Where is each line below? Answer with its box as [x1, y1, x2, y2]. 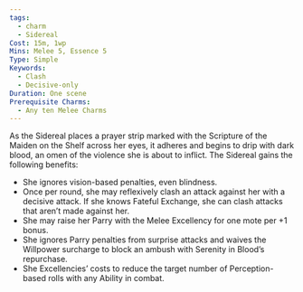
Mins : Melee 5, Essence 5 [9, 47, 107, 56]
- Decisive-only [17, 80, 79, 89]
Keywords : [9, 64, 47, 73]
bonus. [22, 225, 49, 236]
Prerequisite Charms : [9, 97, 91, 107]
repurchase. [22, 254, 68, 265]
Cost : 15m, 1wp [9, 38, 67, 48]
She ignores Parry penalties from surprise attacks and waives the [22, 234, 267, 245]
